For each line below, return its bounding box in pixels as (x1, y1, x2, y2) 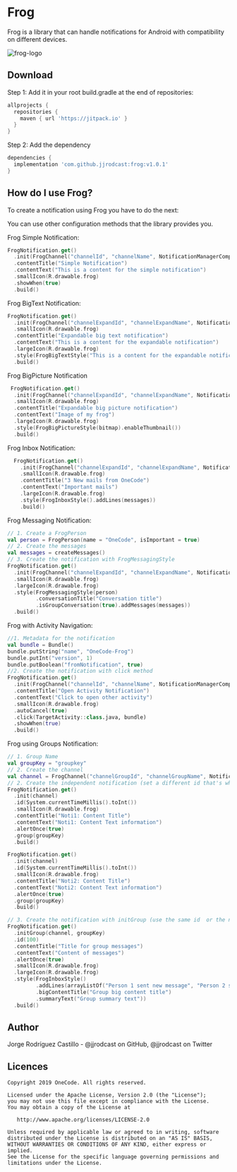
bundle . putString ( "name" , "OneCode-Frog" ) (7, 647, 134, 655)
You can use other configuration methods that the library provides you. (7, 220, 214, 228)
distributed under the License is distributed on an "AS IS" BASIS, (7, 1135, 213, 1142)
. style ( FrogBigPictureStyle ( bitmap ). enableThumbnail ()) (13, 424, 181, 431)
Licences (7, 1060, 49, 1072)
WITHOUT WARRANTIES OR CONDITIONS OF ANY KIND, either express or (7, 1141, 207, 1148)
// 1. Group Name (7, 753, 59, 760)
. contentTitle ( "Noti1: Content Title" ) (13, 813, 131, 820)
